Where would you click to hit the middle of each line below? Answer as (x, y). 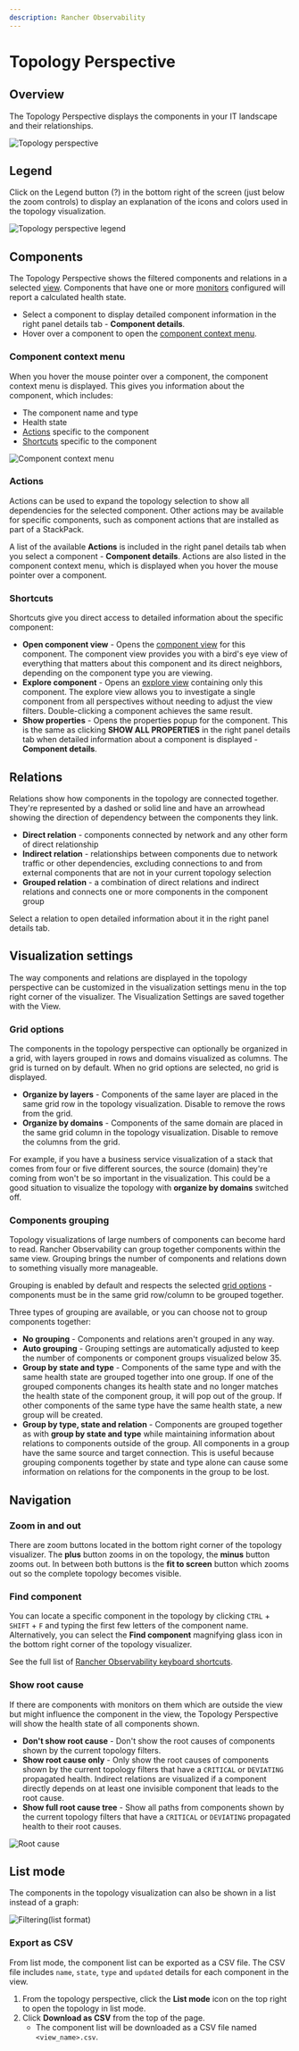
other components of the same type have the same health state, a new (152, 1406)
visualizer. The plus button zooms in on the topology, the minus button (140, 1554)
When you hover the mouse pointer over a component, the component (139, 376)
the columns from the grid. (71, 1142)
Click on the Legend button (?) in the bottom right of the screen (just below (147, 192)
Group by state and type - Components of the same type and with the (151, 1368)
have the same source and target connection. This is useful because (148, 1453)
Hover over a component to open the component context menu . (139, 334)
